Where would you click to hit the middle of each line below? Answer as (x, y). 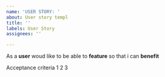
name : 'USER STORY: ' (33, 12)
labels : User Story (31, 28)
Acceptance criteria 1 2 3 (37, 68)
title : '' (19, 23)
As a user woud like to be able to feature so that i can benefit (82, 56)
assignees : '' (24, 34)
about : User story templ (37, 17)
